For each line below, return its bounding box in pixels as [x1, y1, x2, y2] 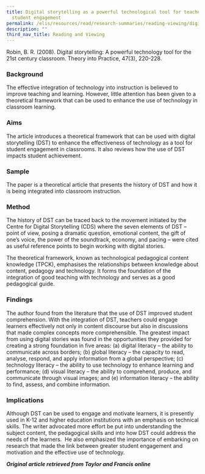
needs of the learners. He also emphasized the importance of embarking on [6, 436, 199, 443]
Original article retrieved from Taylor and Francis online [6, 460, 151, 467]
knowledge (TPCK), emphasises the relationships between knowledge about [6, 260, 199, 268]
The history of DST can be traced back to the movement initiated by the [6, 217, 187, 224]
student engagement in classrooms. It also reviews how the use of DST [6, 145, 185, 153]
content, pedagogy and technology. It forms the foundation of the [6, 267, 171, 275]
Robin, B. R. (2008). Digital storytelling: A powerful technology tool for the [6, 48, 192, 56]
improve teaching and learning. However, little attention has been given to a [6, 90, 196, 98]
